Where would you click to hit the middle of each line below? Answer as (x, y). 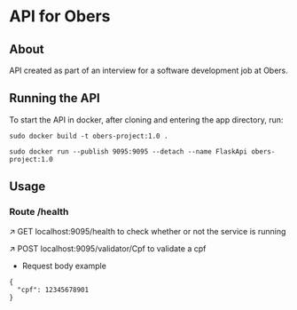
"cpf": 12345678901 (53, 290)
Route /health (39, 212)
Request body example (64, 266)
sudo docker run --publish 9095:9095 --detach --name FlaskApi (129, 151)
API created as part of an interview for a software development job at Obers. (148, 70)
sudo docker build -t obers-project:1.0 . (89, 136)
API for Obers (60, 16)
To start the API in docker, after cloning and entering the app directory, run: (146, 119)
